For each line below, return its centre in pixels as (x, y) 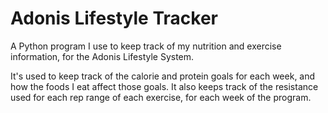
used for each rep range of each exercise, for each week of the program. (161, 97)
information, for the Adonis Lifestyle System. (102, 56)
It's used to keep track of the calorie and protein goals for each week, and (163, 76)
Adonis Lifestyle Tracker (114, 18)
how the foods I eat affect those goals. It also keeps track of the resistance (164, 86)
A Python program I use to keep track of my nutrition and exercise (146, 46)
